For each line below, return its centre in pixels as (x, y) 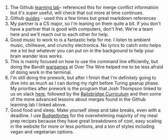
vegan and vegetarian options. (42, 132)
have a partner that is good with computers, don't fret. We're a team (81, 29)
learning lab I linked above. (38, 105)
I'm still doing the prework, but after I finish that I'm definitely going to (83, 78)
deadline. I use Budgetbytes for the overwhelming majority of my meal (84, 116)
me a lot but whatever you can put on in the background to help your (82, 51)
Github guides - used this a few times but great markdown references (83, 18)
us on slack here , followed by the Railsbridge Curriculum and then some (86, 94)
